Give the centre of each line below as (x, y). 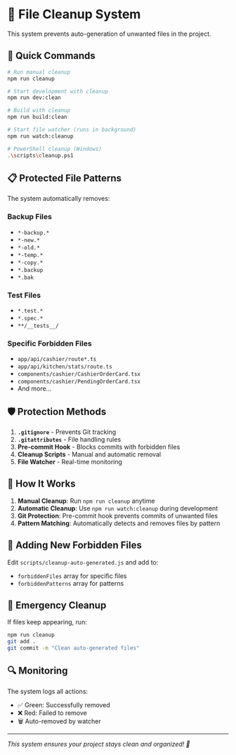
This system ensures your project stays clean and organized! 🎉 (99, 744)
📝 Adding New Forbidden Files (74, 545)
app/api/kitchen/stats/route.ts (65, 367)
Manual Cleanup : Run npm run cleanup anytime (86, 501)
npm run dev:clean (34, 98)
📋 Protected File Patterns (64, 178)
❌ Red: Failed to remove (52, 713)
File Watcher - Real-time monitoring (70, 462)
